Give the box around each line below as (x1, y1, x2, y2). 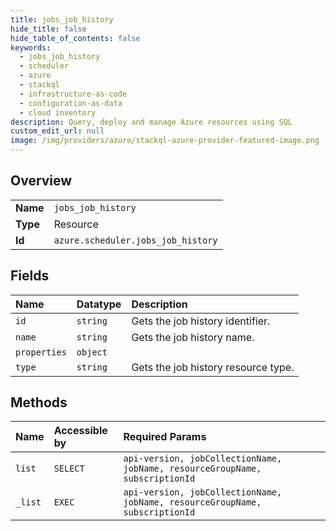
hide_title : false (10, 24, 87, 34)
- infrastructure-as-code (19, 89, 128, 99)
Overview (10, 172, 73, 190)
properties (15, 346, 67, 358)
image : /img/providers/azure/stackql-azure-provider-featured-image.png (10, 136, 320, 146)
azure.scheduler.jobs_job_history (53, 234, 218, 246)
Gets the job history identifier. (131, 314, 271, 328)
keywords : (10, 42, 52, 53)
